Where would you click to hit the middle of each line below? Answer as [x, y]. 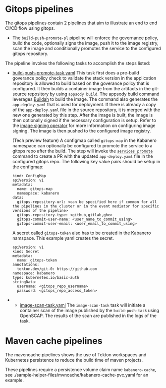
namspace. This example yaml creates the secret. [63, 238]
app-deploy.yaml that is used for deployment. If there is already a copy [84, 104]
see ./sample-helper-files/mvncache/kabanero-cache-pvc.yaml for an [77, 375]
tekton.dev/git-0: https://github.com [57, 269]
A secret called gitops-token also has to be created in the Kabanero [82, 233]
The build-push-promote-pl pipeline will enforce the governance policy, [85, 38]
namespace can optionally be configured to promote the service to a [82, 145]
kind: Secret [26, 252]
